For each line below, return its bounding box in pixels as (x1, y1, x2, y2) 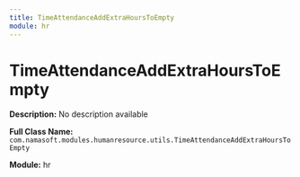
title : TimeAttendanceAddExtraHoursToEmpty (9, 13, 175, 22)
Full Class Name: (9, 127, 74, 137)
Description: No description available (9, 109, 148, 119)
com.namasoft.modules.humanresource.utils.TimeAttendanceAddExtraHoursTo (9, 136, 292, 145)
